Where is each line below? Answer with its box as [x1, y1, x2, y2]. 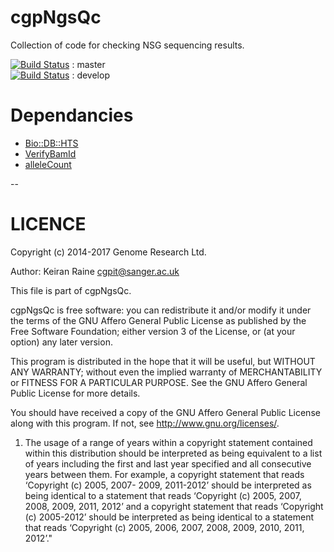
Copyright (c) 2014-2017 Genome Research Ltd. [10, 246, 207, 258]
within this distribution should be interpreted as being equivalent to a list [24, 447, 323, 459]
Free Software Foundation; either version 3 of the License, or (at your [10, 325, 296, 337]
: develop [71, 69, 110, 81]
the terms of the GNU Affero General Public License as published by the [10, 314, 307, 326]
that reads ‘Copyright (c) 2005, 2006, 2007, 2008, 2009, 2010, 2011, [24, 521, 305, 533]
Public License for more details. [10, 387, 141, 399]
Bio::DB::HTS [24, 137, 79, 149]
